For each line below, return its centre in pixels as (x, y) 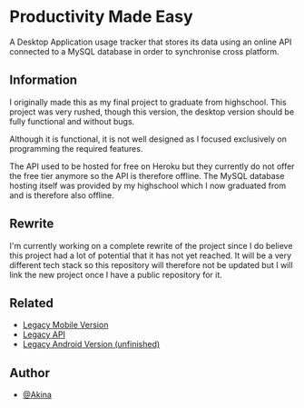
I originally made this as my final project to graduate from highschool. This (148, 102)
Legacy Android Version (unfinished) (91, 344)
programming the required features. (76, 148)
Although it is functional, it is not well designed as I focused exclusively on (148, 139)
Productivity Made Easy (101, 17)
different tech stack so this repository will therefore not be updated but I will (151, 264)
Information (44, 80)
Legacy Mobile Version (65, 325)
